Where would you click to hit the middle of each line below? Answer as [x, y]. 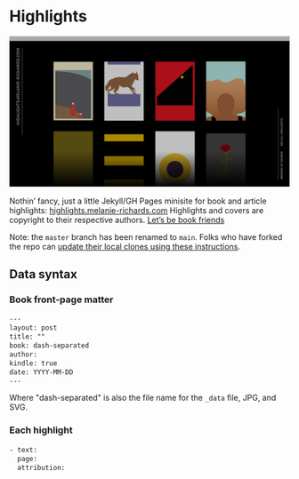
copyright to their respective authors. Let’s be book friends [117, 220]
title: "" [28, 337]
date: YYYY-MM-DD [41, 372]
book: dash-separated [49, 346]
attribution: [41, 467]
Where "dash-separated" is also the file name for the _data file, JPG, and [143, 398]
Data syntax [43, 274]
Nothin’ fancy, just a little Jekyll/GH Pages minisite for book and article [138, 201]
